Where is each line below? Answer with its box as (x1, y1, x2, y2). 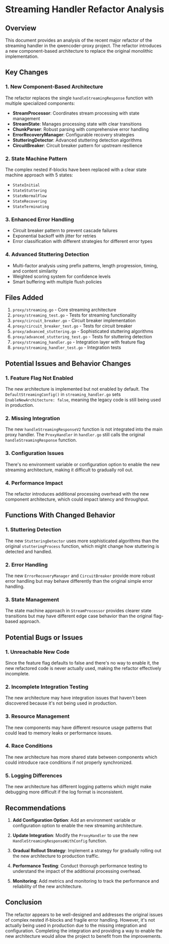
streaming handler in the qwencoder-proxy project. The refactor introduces (5, 43, 162, 49)
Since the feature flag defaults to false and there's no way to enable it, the (5, 659, 159, 666)
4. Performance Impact (5, 479, 63, 486)
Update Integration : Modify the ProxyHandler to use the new (12, 832, 139, 838)
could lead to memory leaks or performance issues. (5, 729, 112, 736)
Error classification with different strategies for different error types (12, 238, 153, 244)
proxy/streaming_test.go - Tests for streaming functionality (12, 312, 137, 318)
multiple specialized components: (5, 100, 75, 106)
